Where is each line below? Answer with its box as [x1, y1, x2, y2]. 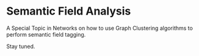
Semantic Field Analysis [6, 4, 131, 18]
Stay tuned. [6, 43, 35, 50]
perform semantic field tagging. [6, 30, 86, 38]
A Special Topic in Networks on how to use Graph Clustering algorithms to [6, 24, 194, 32]
